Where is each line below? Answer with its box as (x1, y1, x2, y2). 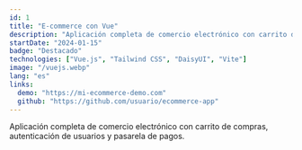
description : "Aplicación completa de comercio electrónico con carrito (9, 30, 288, 39)
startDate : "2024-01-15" (9, 38, 102, 48)
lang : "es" (9, 72, 50, 81)
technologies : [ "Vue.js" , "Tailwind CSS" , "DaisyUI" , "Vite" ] (9, 55, 247, 64)
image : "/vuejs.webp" (9, 64, 91, 73)
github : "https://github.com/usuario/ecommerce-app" (17, 96, 219, 106)
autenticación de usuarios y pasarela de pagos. (9, 131, 185, 142)
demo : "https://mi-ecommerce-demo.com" (17, 88, 167, 97)
